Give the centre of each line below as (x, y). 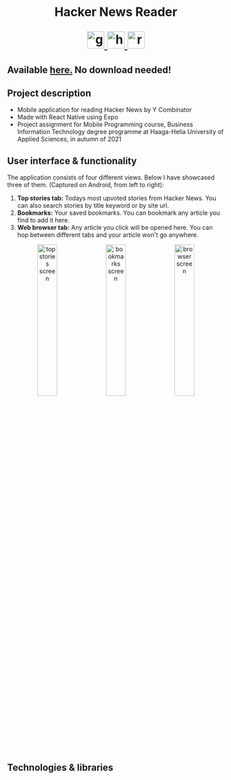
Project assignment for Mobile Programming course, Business (105, 124)
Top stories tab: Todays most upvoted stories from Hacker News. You (117, 198)
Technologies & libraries (60, 767)
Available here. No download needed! (89, 70)
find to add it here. (43, 220)
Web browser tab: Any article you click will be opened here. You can (115, 228)
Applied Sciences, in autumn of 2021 (69, 139)
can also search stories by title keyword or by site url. (93, 206)
